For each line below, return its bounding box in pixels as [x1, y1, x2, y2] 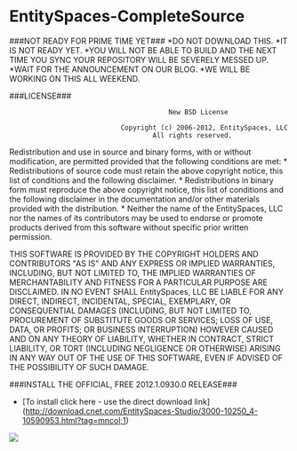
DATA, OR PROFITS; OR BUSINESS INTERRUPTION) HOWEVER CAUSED [9, 324, 274, 335]
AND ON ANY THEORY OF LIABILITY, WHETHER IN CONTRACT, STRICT [9, 333, 275, 344]
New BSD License [168, 107, 229, 116]
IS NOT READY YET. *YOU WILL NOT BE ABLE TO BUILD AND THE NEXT [9, 44, 277, 55]
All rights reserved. [152, 131, 233, 139]
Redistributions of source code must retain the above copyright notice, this [9, 165, 284, 176]
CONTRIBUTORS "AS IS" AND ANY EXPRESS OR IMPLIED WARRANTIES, [9, 257, 276, 268]
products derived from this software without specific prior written [9, 222, 249, 233]
